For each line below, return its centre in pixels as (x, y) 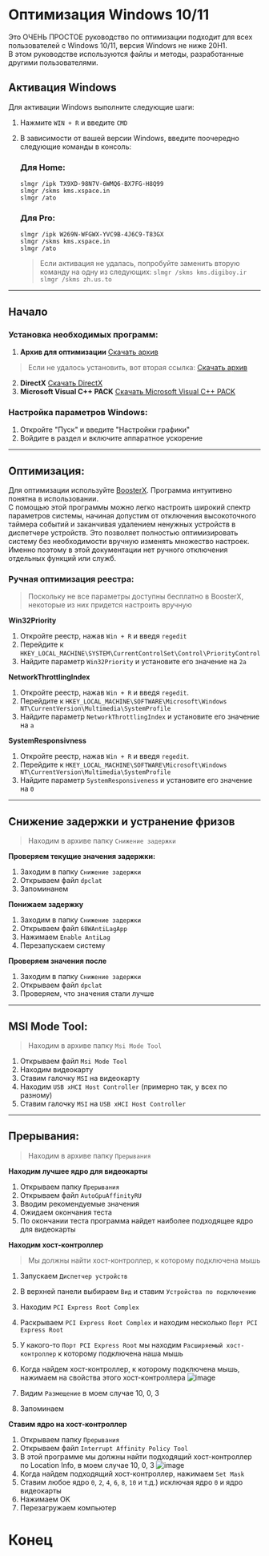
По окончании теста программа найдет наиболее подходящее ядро (137, 1220)
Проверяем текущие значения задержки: (82, 857)
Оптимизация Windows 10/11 (109, 15)
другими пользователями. (53, 62)
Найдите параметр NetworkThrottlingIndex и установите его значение (140, 717)
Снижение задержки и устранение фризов (122, 822)
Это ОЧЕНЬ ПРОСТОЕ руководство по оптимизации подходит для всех (130, 37)
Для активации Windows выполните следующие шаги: (101, 107)
